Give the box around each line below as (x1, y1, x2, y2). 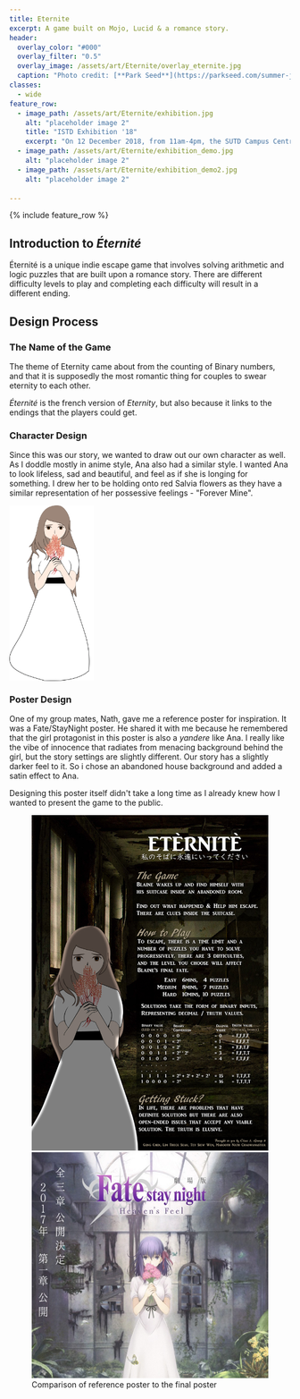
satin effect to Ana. (9, 770, 79, 782)
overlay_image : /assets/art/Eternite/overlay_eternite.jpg (17, 62, 242, 71)
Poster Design (9, 693, 72, 706)
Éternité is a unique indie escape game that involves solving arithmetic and (9, 259, 284, 270)
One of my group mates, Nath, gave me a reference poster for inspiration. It (9, 714, 287, 725)
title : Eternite (9, 14, 70, 23)
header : (9, 33, 38, 42)
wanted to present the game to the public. (9, 797, 163, 809)
